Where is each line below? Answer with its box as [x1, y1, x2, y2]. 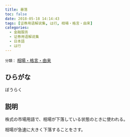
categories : [5, 25, 29, 30]
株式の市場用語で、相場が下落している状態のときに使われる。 [5, 117, 128, 122]
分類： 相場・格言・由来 [5, 57, 51, 63]
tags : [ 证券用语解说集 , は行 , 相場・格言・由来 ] [5, 20, 93, 26]
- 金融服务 [9, 30, 29, 35]
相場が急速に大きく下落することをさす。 [5, 127, 86, 133]
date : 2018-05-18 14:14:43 [5, 16, 60, 21]
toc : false [5, 12, 27, 17]
